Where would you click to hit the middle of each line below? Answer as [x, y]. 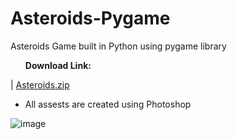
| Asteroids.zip [40, 84]
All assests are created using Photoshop [108, 104]
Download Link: [58, 65]
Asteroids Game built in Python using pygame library [118, 46]
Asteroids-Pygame [90, 18]
